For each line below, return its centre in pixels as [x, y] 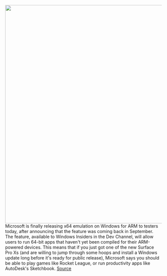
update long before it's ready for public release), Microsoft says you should [82, 258]
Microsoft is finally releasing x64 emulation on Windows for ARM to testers [82, 226]
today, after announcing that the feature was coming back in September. [79, 231]
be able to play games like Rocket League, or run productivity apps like [78, 263]
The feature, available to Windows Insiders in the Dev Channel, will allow [79, 237]
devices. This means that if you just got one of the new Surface [89, 247]
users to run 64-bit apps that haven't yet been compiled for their [71, 242]
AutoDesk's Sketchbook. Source [38, 269]
